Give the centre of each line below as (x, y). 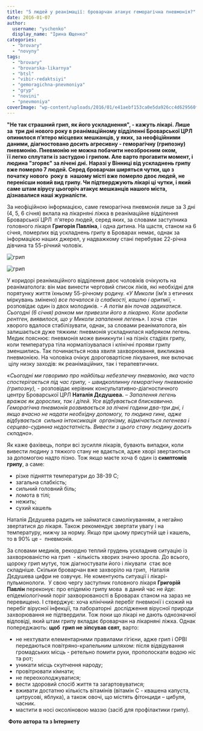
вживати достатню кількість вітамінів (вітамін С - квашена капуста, (103, 690)
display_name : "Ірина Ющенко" (50, 34)
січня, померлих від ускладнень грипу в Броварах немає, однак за (93, 232)
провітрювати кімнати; (45, 671)
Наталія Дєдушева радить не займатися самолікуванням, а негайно (95, 519)
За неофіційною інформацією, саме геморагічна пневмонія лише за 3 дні (101, 206)
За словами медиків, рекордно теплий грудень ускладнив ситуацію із (97, 551)
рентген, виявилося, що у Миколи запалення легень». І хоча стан (92, 319)
